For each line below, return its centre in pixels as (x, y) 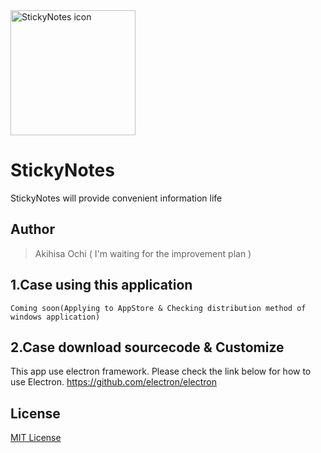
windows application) (55, 317)
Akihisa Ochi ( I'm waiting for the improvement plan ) (143, 253)
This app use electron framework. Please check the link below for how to (161, 371)
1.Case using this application (101, 285)
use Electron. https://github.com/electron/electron (113, 382)
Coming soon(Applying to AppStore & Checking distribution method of (158, 308)
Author (32, 229)
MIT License (36, 438)
